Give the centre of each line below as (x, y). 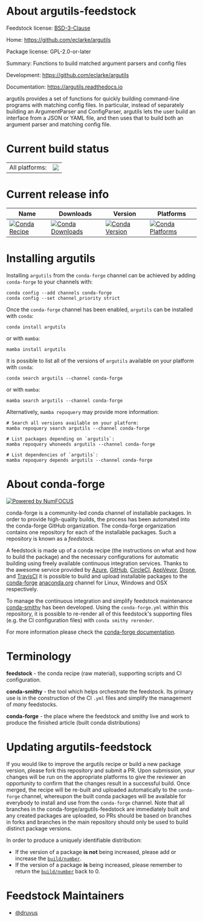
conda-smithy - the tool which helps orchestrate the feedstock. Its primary (100, 691)
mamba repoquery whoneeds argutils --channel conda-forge (81, 444)
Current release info (58, 195)
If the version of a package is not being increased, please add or (95, 852)
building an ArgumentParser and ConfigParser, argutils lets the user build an (101, 111)
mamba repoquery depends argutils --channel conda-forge (79, 460)
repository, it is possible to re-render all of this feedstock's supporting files (99, 614)
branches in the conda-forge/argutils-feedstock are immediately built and (98, 809)
